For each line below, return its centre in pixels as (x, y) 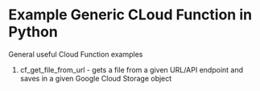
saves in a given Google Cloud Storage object (96, 78)
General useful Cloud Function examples (76, 54)
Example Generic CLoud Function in (130, 15)
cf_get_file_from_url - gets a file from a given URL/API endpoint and (132, 69)
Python (33, 32)
